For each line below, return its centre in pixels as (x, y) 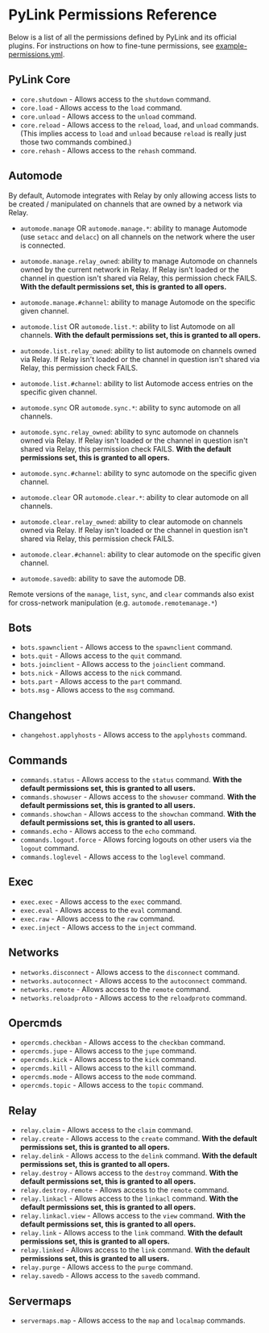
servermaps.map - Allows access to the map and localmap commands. (132, 1321)
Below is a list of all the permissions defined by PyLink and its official (123, 37)
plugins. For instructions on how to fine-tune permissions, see (111, 45)
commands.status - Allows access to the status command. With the (131, 779)
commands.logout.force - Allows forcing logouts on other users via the (136, 839)
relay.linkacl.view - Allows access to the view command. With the (132, 1216)
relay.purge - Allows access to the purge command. (106, 1267)
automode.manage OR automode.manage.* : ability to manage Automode (133, 228)
